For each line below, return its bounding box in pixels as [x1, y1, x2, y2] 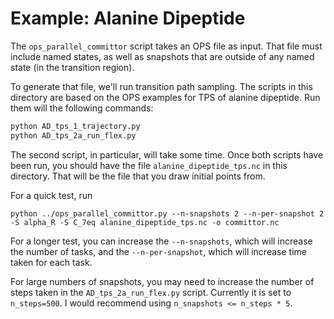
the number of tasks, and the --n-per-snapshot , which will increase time [10, 245, 307, 257]
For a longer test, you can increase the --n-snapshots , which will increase [10, 235, 313, 247]
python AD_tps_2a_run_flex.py [10, 130, 137, 141]
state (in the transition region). [10, 61, 135, 73]
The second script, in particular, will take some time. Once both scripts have [10, 148, 324, 161]
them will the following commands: [10, 102, 154, 114]
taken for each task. [10, 256, 93, 268]
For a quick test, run [10, 189, 93, 201]
